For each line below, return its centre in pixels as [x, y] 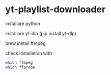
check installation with [29, 53]
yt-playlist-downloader [55, 9]
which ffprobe [20, 67]
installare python [23, 23]
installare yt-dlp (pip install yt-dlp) [41, 33]
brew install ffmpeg [25, 43]
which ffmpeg [19, 62]
